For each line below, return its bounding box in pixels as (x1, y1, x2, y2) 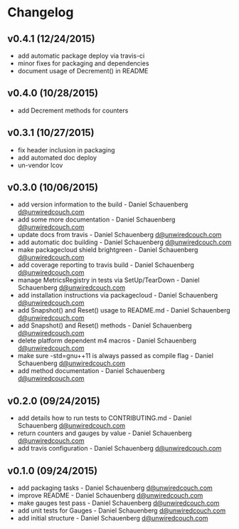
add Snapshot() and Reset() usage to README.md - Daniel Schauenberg (17, 306, 230, 315)
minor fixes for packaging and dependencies (17, 59, 149, 68)
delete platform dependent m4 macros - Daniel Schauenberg (17, 336, 197, 345)
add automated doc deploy (17, 153, 97, 162)
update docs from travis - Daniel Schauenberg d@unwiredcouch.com (17, 231, 222, 239)
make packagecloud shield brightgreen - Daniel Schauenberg (17, 246, 198, 254)
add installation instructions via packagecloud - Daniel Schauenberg (17, 291, 218, 300)
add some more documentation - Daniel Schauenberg (17, 215, 176, 224)
